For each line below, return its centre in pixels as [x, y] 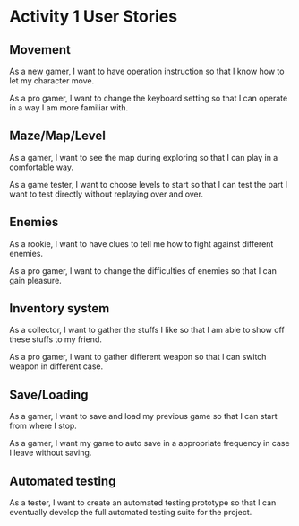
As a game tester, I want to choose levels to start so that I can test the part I [149, 184]
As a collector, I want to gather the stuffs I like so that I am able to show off [147, 330]
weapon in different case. [56, 366]
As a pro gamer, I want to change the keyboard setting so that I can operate [149, 98]
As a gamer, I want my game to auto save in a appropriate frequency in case [149, 443]
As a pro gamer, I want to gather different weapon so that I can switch [138, 357]
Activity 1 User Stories [93, 17]
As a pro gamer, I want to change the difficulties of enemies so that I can [143, 270]
